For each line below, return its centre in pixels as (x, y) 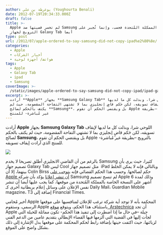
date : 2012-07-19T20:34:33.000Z (38, 14)
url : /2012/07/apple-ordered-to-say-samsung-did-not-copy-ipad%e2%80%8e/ (81, 41)
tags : (11, 64)
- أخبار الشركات (26, 55)
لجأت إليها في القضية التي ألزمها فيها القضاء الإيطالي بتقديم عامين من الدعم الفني (78, 217)
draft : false (19, 18)
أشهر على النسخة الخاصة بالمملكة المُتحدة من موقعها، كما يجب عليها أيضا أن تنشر (79, 182)
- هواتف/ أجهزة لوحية (32, 59)
